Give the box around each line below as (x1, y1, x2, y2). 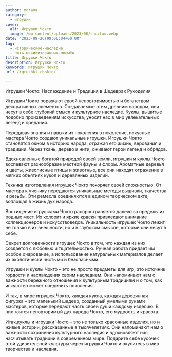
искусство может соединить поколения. (5, 283, 94, 288)
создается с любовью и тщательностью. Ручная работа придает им (5, 245, 155, 251)
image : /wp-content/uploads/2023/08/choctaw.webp (10, 31, 118, 36)
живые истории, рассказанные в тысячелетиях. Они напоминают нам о (5, 324, 163, 330)
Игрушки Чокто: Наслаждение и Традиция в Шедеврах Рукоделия (5, 88, 151, 94)
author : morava (5, 7, 38, 13)
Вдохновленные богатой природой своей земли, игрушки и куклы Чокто (5, 156, 165, 162)
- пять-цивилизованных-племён (10, 50, 74, 55)
